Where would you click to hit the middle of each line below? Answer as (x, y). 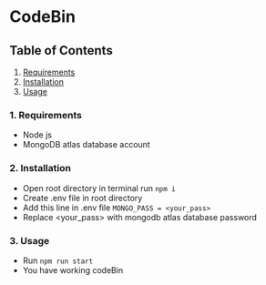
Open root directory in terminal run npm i (99, 188)
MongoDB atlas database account (86, 145)
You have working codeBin (73, 270)
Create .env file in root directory (82, 198)
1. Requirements (46, 115)
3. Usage (30, 240)
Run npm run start (58, 260)
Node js (37, 135)
